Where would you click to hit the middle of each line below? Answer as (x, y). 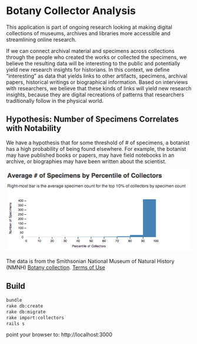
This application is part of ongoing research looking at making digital (89, 27)
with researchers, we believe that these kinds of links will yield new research (99, 88)
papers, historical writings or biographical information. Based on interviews (97, 82)
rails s (16, 324)
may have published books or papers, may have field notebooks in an (90, 155)
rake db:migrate (26, 312)
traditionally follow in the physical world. (55, 100)
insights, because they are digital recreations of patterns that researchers (95, 95)
